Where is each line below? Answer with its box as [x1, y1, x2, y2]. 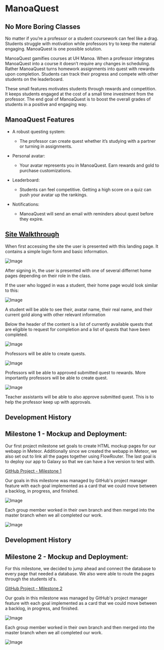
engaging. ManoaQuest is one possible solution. [5, 46, 102, 52]
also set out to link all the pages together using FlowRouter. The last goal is [5, 453, 156, 459]
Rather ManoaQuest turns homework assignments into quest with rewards [5, 66, 155, 72]
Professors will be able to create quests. [5, 350, 87, 356]
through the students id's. [5, 576, 57, 582]
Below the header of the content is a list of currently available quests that [5, 321, 153, 327]
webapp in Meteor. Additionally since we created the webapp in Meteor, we [5, 448, 158, 454]
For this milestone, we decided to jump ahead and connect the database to [5, 566, 156, 572]
